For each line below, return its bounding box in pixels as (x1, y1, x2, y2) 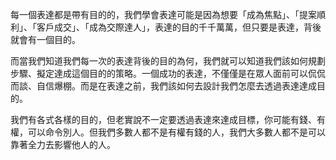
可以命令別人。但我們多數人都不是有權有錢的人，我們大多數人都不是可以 (27, 126, 326, 138)
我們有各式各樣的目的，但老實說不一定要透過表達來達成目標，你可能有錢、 (10, 114, 317, 125)
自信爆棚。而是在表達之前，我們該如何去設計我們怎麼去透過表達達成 (36, 80, 317, 92)
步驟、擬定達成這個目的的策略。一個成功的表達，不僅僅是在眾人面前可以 (10, 68, 308, 79)
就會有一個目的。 (10, 34, 81, 45)
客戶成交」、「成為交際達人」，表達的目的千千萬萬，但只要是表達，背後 (36, 21, 322, 33)
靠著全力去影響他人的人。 (10, 139, 116, 150)
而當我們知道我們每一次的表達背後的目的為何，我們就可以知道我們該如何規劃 (10, 55, 326, 67)
